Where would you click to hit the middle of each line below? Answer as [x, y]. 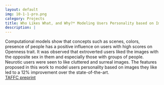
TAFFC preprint [20, 78]
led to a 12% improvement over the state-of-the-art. [57, 72]
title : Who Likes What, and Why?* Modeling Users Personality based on [79, 23]
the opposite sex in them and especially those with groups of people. [74, 57]
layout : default [21, 9]
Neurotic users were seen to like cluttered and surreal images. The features [81, 62]
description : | [20, 28]
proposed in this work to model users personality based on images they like [81, 67]
